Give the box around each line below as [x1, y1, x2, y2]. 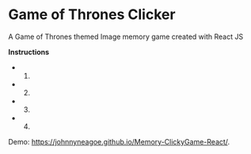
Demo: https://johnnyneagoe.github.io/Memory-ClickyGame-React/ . [8, 137, 230, 146]
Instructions [8, 47, 50, 56]
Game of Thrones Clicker [8, 6, 176, 24]
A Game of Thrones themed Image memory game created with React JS [8, 32, 244, 41]
